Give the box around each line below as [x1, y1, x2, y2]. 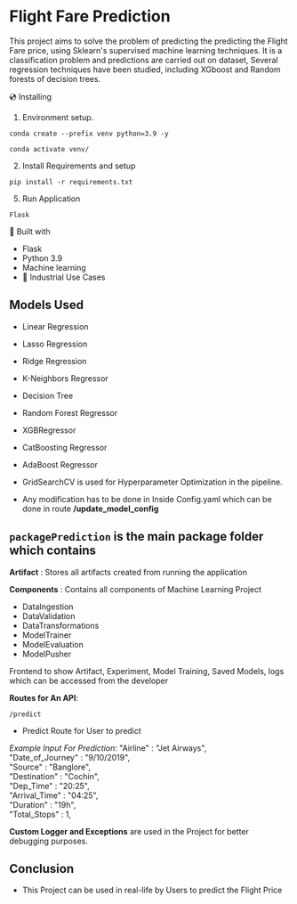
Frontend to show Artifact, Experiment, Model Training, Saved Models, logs [9, 665, 285, 676]
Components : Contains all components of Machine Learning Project [9, 583, 262, 594]
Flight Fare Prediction [9, 6, 171, 27]
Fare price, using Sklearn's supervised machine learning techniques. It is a [9, 45, 283, 55]
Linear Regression [21, 321, 89, 331]
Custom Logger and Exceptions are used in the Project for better [9, 826, 249, 836]
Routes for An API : [9, 692, 78, 703]
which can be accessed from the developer [9, 675, 169, 686]
